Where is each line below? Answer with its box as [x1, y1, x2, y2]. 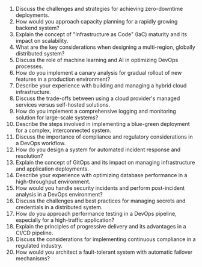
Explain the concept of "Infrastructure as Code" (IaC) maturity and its [15, 31, 188, 38]
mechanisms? [15, 255, 50, 262]
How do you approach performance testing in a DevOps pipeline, [15, 210, 177, 217]
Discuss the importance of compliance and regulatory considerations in [15, 133, 193, 140]
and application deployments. [15, 165, 90, 172]
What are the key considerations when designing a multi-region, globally [15, 43, 196, 51]
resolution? [15, 152, 44, 159]
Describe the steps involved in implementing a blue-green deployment [15, 121, 190, 127]
